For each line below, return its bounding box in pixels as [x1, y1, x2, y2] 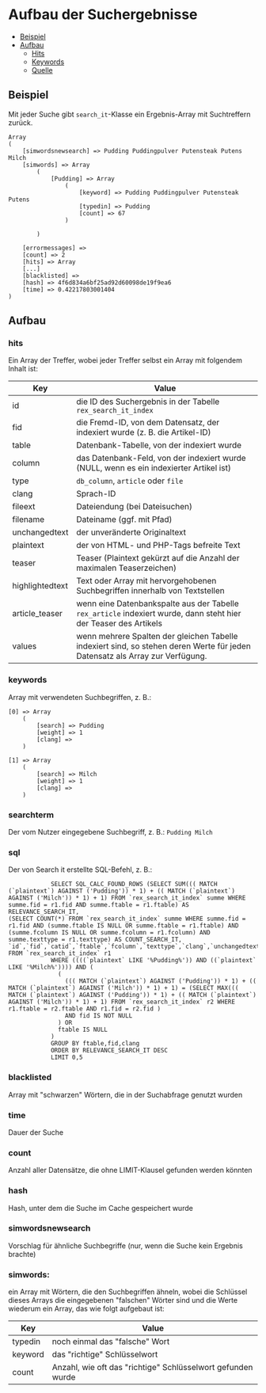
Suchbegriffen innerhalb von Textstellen [76, 585, 225, 596]
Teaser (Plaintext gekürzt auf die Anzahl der [76, 553, 240, 564]
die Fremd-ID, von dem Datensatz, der [76, 417, 220, 428]
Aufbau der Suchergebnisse [8, 6, 198, 24]
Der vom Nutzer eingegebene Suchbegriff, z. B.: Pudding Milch [8, 828, 213, 837]
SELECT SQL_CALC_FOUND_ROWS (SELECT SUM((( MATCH [50, 881, 218, 889]
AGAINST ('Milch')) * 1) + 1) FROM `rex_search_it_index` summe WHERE [8, 894, 246, 902]
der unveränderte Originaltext [76, 527, 186, 538]
